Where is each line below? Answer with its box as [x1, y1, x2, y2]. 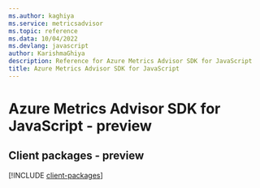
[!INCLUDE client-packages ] [8, 170, 103, 180]
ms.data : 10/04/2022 [8, 34, 79, 43]
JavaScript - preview [8, 117, 153, 135]
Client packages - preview [8, 149, 145, 163]
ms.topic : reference [8, 27, 79, 35]
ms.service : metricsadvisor [8, 19, 104, 28]
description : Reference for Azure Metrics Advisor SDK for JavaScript [8, 58, 253, 66]
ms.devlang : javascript [8, 42, 89, 50]
